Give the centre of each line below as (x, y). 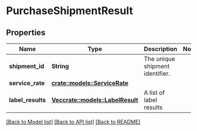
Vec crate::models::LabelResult (95, 100)
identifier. (157, 73)
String (60, 66)
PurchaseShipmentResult (69, 11)
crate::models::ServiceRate (90, 83)
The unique (159, 59)
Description (161, 49)
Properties (26, 33)
